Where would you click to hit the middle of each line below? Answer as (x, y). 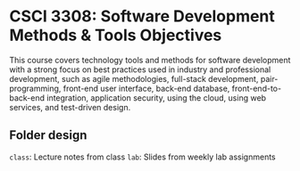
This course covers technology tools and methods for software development (150, 60)
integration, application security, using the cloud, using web (156, 98)
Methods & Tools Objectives (116, 35)
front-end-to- (257, 88)
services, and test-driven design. (70, 107)
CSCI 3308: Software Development (142, 16)
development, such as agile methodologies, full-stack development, (134, 78)
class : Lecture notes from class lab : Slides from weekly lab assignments (142, 157)
